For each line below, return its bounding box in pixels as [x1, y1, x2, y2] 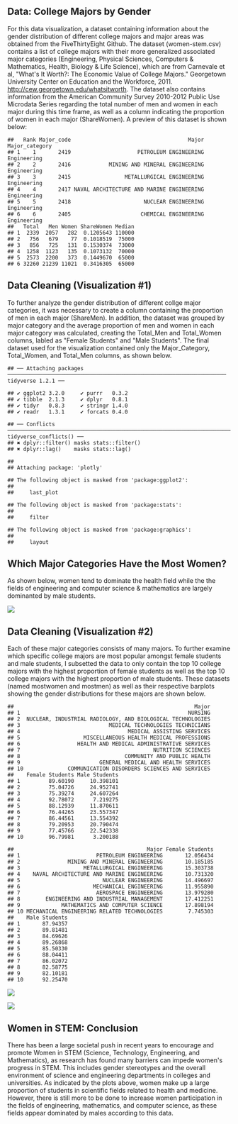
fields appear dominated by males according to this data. [7, 1109, 174, 1118]
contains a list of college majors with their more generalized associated [7, 47, 215, 55]
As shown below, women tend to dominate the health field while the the [7, 577, 216, 585]
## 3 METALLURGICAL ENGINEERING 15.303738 [7, 864, 214, 872]
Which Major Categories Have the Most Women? [7, 558, 227, 570]
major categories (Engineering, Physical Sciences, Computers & [7, 55, 194, 63]
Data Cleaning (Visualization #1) [7, 279, 152, 291]
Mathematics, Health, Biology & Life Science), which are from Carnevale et [7, 62, 225, 70]
